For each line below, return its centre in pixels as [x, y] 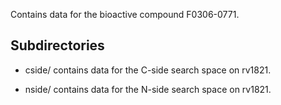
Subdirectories [57, 45]
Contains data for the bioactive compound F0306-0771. [125, 14]
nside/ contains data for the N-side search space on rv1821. [148, 89]
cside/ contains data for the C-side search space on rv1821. [148, 70]
